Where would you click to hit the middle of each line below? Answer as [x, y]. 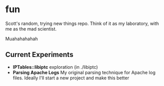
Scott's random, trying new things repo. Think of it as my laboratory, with [82, 23]
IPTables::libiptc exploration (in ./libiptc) [55, 67]
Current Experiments [39, 55]
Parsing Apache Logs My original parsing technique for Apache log [84, 72]
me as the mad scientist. [31, 28]
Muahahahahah [22, 39]
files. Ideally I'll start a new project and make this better [71, 78]
